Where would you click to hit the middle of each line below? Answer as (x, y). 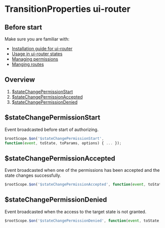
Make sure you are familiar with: (37, 39)
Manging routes (28, 64)
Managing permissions (35, 59)
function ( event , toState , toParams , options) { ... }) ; (63, 143)
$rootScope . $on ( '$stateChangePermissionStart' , (54, 138)
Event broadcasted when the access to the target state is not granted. (75, 212)
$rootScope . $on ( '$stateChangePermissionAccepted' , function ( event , (75, 185)
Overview (20, 80)
